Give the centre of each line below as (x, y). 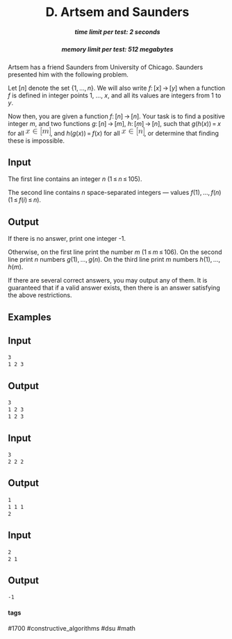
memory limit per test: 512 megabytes (117, 49)
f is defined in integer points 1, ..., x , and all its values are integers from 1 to (115, 95)
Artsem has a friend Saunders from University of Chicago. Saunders (106, 67)
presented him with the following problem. (68, 74)
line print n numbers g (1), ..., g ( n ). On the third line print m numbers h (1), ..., (114, 260)
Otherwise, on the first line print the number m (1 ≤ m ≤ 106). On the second (115, 252)
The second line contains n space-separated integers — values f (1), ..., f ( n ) (115, 193)
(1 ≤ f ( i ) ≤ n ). (24, 200)
